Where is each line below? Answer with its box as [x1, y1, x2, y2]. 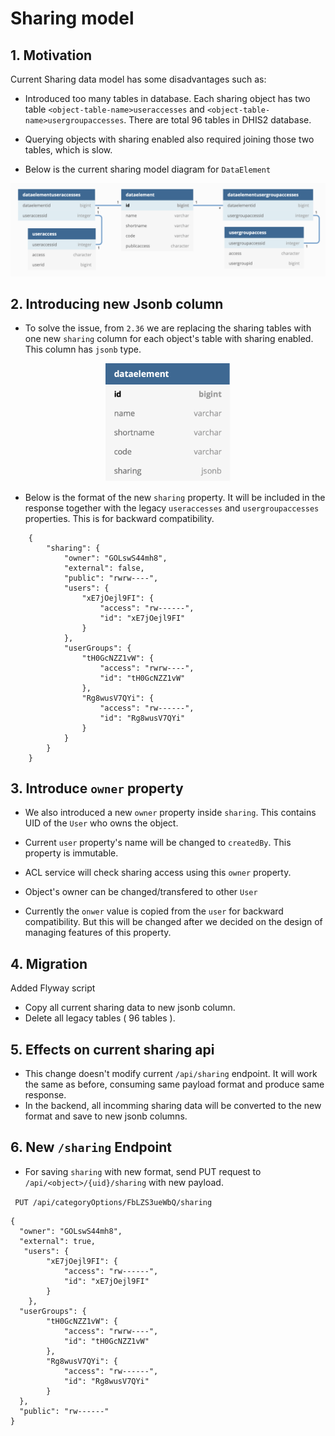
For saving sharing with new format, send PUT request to [24, 1165, 262, 1177]
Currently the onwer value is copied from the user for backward [24, 905, 284, 917]
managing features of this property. [24, 927, 172, 939]
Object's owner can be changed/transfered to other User [24, 886, 258, 898]
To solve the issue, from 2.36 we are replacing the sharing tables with [24, 322, 312, 334]
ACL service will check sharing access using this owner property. [24, 867, 292, 879]
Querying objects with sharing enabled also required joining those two [24, 133, 315, 145]
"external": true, [19, 1236, 97, 1246]
